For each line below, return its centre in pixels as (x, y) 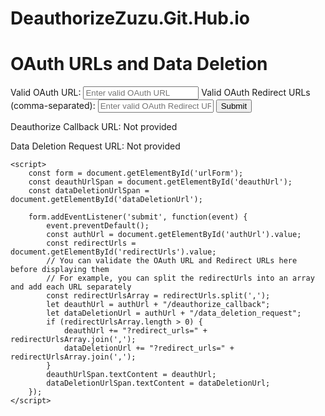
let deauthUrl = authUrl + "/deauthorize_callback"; (158, 305)
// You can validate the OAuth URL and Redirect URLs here (172, 261)
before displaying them (60, 270)
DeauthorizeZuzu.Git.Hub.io (130, 18)
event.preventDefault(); (98, 226)
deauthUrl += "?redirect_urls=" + (135, 331)
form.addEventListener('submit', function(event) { (138, 217)
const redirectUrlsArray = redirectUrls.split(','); (158, 296)
